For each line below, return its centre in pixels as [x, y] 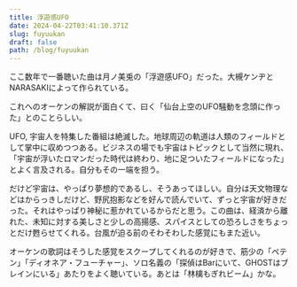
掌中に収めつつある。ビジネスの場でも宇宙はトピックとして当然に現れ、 [156, 148]
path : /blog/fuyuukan [49, 50]
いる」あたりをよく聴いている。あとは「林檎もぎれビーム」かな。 [160, 274]
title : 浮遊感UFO [39, 17]
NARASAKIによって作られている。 [71, 88]
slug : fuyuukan [37, 34]
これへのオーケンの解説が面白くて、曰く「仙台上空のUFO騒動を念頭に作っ [145, 106]
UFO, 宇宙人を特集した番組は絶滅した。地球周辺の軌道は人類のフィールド [144, 136]
